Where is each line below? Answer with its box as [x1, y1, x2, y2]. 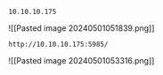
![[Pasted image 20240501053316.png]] [8, 56, 155, 65]
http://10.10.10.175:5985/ [8, 40, 109, 49]
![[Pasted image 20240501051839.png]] [8, 23, 155, 34]
